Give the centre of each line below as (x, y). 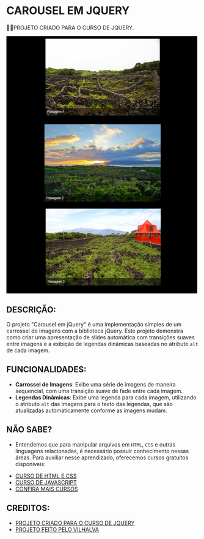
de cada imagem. (28, 350)
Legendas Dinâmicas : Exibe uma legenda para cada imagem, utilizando (106, 397)
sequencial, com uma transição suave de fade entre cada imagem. (99, 391)
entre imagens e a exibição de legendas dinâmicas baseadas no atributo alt (102, 344)
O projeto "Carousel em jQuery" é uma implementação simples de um (94, 325)
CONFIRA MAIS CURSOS (46, 489)
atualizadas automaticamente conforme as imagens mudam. (91, 410)
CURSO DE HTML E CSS (46, 476)
